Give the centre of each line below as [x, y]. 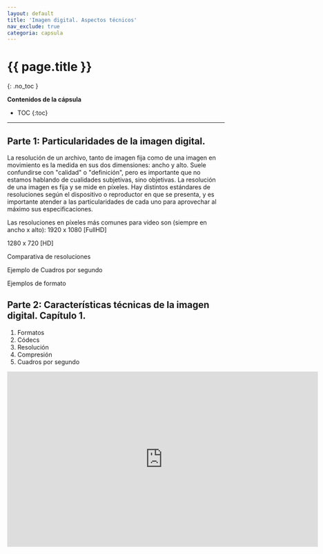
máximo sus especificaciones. [50, 209]
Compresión [35, 354]
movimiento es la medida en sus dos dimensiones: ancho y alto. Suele [107, 165]
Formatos [31, 332]
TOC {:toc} [32, 113]
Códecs [28, 340]
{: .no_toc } [23, 86]
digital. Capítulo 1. [47, 316]
